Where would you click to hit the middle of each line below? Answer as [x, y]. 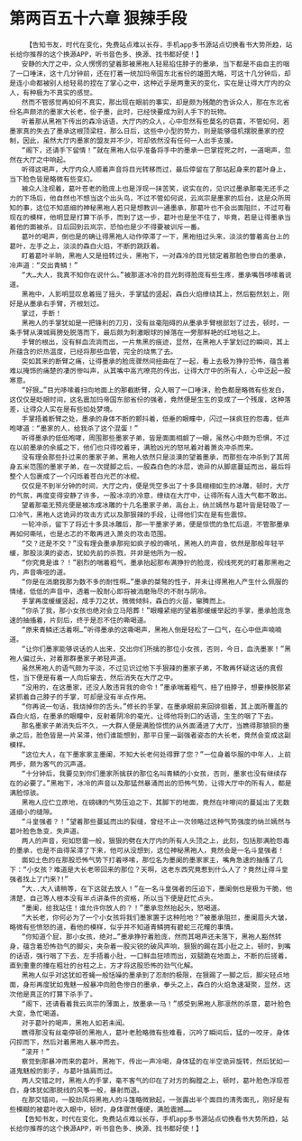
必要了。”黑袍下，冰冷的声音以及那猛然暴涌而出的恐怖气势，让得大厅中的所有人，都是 [157, 783]
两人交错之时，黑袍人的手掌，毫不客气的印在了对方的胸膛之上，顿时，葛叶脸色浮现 [152, 1081]
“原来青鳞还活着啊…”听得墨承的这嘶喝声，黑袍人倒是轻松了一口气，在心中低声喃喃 [151, 630]
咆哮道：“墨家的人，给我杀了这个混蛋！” [74, 428]
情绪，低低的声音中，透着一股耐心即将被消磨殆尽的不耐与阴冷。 [110, 591]
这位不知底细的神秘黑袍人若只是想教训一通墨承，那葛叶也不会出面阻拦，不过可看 [163, 208]
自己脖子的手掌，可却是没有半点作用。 [90, 697]
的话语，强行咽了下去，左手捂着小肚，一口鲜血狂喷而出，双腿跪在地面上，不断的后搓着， [150, 956]
